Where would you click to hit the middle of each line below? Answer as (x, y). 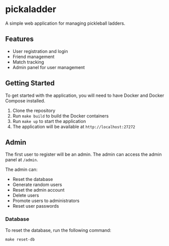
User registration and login (40, 51)
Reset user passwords (36, 206)
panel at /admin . (22, 160)
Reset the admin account (38, 190)
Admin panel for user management (48, 67)
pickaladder (31, 9)
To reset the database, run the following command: (58, 230)
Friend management (33, 56)
